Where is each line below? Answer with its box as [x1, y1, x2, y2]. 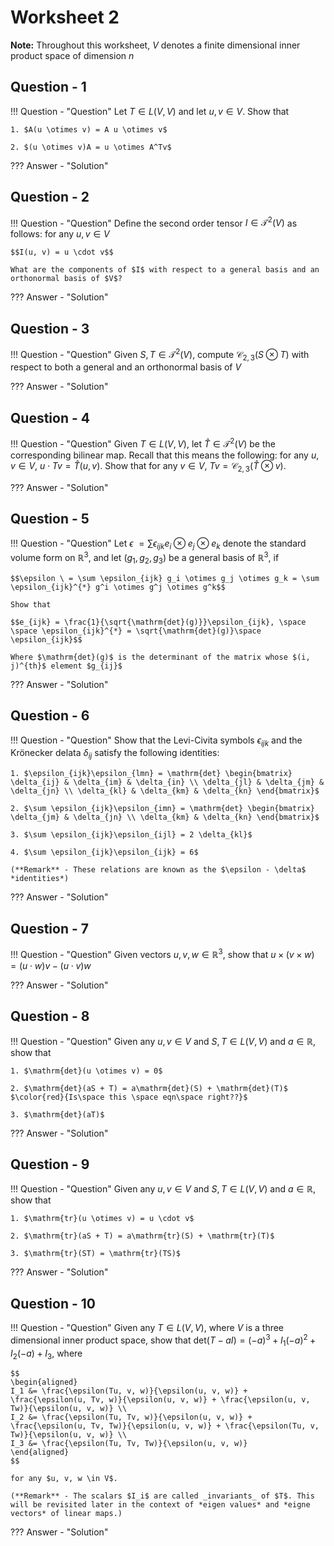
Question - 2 [10, 189, 90, 206]
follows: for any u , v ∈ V [10, 228, 110, 240]
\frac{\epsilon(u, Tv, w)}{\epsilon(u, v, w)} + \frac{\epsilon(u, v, [10, 1395, 311, 1405]
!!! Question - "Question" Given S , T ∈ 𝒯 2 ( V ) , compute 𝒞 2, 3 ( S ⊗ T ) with [10, 347, 310, 363]
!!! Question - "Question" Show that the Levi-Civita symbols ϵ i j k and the [10, 734, 303, 748]
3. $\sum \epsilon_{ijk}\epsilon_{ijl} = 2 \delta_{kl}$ [10, 830, 253, 840]
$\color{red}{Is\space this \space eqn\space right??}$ [10, 1092, 248, 1102]
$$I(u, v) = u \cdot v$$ [10, 247, 114, 258]
